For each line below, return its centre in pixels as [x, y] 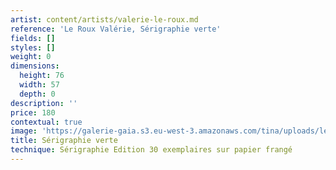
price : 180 [33, 112]
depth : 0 [37, 94]
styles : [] [33, 47]
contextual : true [46, 122]
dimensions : [35, 66]
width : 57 [39, 85]
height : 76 [42, 76]
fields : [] [33, 38]
